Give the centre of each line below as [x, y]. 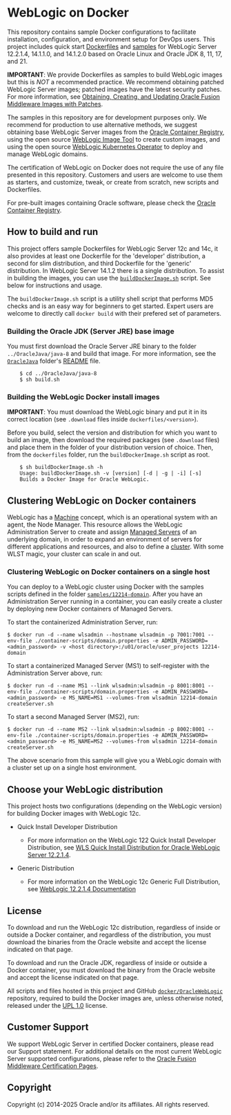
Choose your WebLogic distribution [85, 789]
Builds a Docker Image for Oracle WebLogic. [84, 479]
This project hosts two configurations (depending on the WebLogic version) [115, 806]
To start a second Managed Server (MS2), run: [73, 717]
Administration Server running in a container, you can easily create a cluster [115, 602]
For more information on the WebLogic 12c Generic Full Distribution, [124, 881]
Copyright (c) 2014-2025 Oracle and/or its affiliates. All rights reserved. [108, 1104]
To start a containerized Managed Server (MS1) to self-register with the [108, 666]
